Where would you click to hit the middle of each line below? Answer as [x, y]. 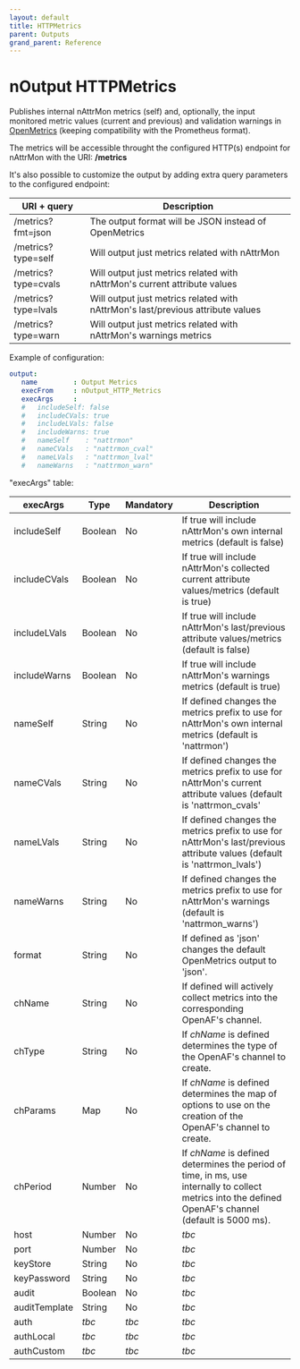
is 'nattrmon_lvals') [221, 864]
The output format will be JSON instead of [178, 222]
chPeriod [33, 1186]
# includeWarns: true [65, 432]
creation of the [212, 1116]
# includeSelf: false [65, 407]
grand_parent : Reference [55, 43]
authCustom [39, 1350]
